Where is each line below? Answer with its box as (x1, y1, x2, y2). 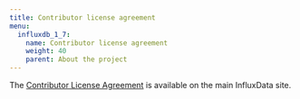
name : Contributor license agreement (25, 38, 169, 48)
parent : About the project (25, 55, 128, 64)
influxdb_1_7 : (17, 30, 71, 39)
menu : (9, 22, 30, 31)
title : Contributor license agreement (9, 13, 156, 22)
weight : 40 (25, 47, 67, 56)
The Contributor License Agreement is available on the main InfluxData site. (9, 80, 292, 90)
